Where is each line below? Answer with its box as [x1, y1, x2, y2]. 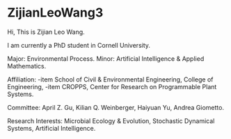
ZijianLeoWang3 [7, 5, 104, 21]
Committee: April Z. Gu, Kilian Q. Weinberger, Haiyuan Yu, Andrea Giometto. [7, 103, 225, 111]
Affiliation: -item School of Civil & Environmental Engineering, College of [7, 75, 214, 84]
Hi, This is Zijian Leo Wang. [7, 28, 85, 36]
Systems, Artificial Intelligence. [7, 124, 96, 132]
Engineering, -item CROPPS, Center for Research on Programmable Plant [7, 82, 217, 91]
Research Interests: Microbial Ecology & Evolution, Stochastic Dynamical [7, 116, 215, 125]
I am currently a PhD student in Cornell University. [7, 41, 151, 49]
